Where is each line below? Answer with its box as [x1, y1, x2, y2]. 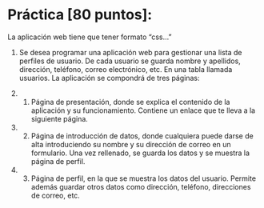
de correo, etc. [30, 190, 81, 200]
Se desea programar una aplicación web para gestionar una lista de [18, 47, 242, 57]
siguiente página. [30, 114, 89, 123]
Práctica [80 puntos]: [7, 6, 153, 24]
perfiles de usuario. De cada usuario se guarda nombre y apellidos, [18, 56, 241, 66]
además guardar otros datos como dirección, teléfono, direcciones [30, 182, 251, 191]
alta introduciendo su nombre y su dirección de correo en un [30, 139, 231, 149]
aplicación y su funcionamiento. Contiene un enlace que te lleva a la [30, 106, 256, 115]
